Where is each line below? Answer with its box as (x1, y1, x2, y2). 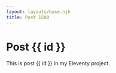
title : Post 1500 (6, 14, 50, 20)
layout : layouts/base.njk (6, 8, 71, 15)
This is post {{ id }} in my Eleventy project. (6, 60, 111, 67)
